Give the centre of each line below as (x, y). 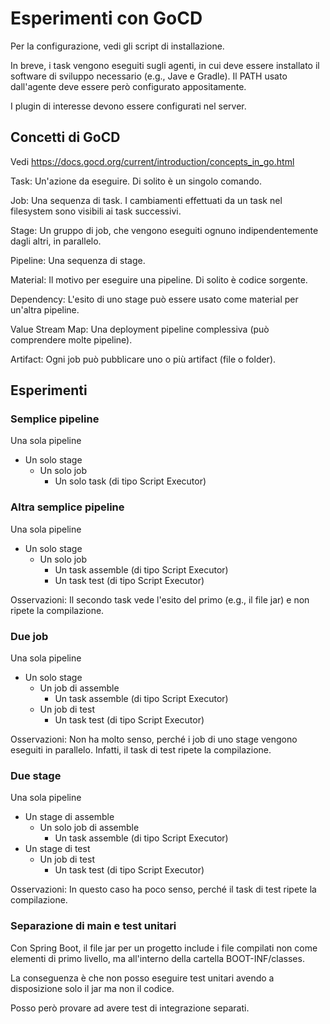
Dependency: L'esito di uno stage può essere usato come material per (154, 299)
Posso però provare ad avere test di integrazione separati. (130, 1008)
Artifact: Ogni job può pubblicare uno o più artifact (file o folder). (143, 359)
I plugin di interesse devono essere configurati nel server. (128, 106)
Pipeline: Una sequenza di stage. (78, 260)
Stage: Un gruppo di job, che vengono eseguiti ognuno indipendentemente (164, 230)
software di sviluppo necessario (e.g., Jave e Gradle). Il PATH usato (149, 76)
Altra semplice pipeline (67, 507)
